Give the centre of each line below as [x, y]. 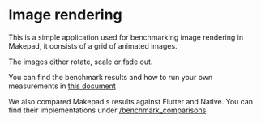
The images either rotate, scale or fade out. [81, 61]
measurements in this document [62, 86]
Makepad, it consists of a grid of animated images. [93, 45]
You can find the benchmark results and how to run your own [111, 77]
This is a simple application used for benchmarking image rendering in [126, 37]
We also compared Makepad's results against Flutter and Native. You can [131, 101]
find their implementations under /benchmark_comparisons [107, 110]
